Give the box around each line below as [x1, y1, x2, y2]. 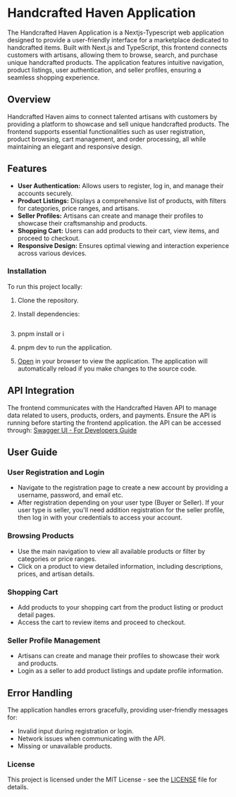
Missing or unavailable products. [17, 742, 113, 750]
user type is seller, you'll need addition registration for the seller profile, [17, 506, 225, 514]
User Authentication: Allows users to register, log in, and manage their [17, 181, 224, 190]
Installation [7, 266, 47, 276]
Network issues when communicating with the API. [17, 734, 166, 743]
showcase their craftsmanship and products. [17, 218, 147, 227]
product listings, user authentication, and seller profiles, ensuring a [7, 66, 202, 74]
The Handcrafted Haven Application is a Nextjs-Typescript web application [7, 28, 224, 37]
